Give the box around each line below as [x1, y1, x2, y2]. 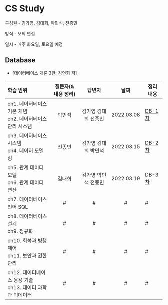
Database [5, 56, 36, 65]
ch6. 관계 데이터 [7, 179, 44, 186]
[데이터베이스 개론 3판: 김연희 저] [12, 70, 77, 76]
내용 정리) [53, 90, 76, 97]
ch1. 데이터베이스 [7, 100, 47, 107]
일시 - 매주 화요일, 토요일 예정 [5, 41, 63, 47]
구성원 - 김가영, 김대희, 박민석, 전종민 [5, 20, 78, 26]
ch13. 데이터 [7, 284, 37, 291]
